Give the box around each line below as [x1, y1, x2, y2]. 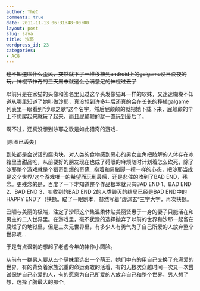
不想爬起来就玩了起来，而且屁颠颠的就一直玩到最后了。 [11, 113, 147, 120]
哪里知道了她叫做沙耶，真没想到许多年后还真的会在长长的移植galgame [16, 98, 189, 105]
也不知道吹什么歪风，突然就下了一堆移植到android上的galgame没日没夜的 [6, 70, 187, 78]
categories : [6, 48, 36, 54]
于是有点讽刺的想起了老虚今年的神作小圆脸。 [6, 243, 116, 250]
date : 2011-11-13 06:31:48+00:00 [6, 20, 89, 26]
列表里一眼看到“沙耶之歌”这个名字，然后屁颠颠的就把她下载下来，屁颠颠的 [6, 105, 189, 112]
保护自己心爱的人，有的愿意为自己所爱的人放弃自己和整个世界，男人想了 [11, 271, 189, 278]
